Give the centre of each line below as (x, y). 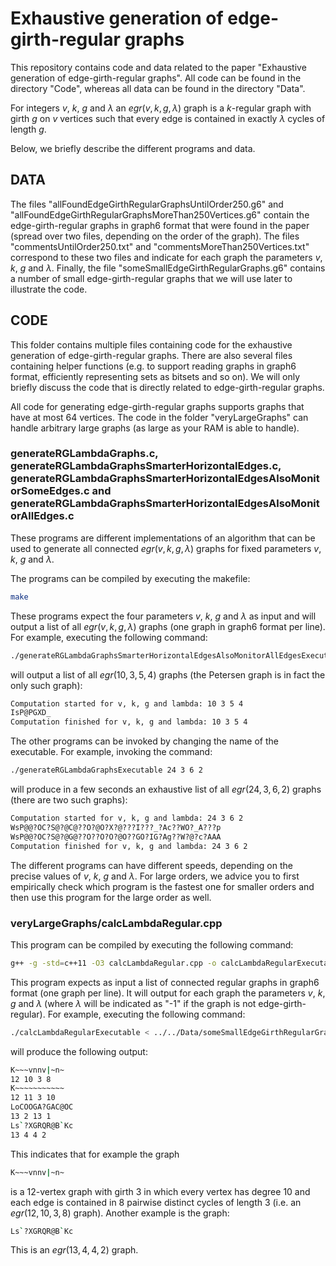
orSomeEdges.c (50, 491)
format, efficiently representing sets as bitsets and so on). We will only (155, 376)
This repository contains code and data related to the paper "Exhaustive (158, 67)
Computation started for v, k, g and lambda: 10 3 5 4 (127, 703)
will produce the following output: (79, 1051)
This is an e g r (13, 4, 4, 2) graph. (74, 1250)
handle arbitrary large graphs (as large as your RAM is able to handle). (155, 428)
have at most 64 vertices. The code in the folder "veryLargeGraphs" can (159, 417)
